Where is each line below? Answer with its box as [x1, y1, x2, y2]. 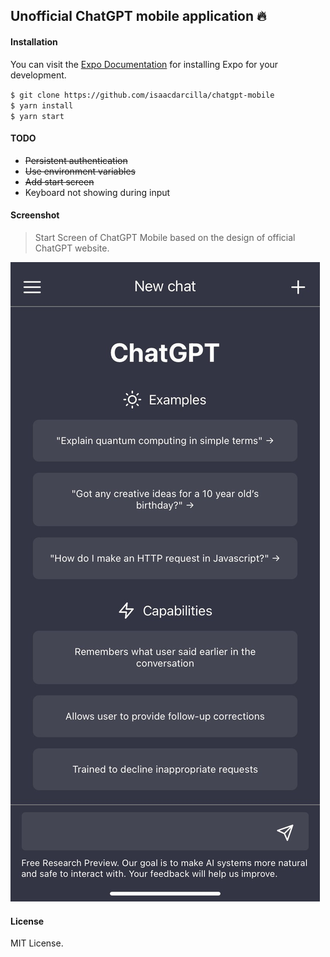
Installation [10, 35, 58, 48]
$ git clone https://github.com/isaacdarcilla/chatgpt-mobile [10, 90, 275, 100]
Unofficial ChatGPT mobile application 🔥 [10, 8, 267, 25]
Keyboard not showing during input [24, 186, 171, 198]
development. [10, 69, 67, 81]
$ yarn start [10, 111, 65, 121]
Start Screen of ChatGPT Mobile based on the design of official [34, 232, 296, 243]
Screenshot [10, 209, 60, 221]
